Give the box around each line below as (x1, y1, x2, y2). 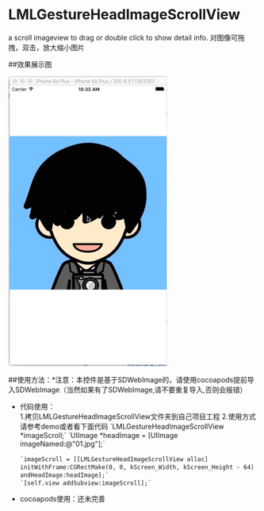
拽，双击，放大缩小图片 (8, 42, 85, 52)
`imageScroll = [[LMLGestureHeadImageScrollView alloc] (19, 455, 209, 463)
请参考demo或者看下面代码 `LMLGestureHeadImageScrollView (19, 421, 224, 431)
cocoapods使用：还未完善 (19, 494, 105, 503)
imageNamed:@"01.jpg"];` (19, 439, 105, 448)
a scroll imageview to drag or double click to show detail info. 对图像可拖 (8, 33, 245, 42)
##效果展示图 (8, 60, 52, 69)
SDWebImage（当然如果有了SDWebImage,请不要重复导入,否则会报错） (14, 385, 247, 394)
